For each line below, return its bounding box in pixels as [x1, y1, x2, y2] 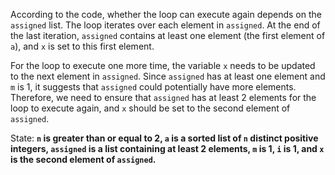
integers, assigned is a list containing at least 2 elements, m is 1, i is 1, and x [10, 143, 325, 154]
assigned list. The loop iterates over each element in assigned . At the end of [10, 19, 321, 31]
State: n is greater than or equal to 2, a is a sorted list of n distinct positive [10, 132, 319, 144]
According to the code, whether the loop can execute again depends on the [10, 9, 322, 20]
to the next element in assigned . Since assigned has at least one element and [10, 70, 326, 82]
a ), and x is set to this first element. [10, 40, 155, 52]
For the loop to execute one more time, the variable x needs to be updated [10, 60, 316, 71]
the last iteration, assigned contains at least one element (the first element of [10, 30, 326, 41]
